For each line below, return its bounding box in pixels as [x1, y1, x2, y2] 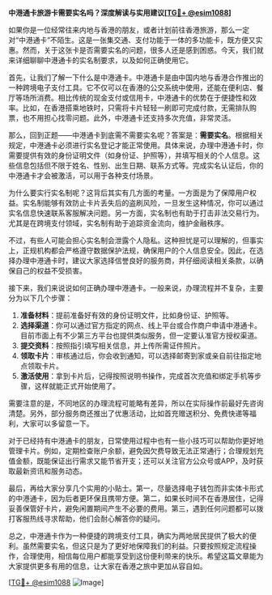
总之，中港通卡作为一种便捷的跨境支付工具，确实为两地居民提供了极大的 [8, 531, 249, 541]
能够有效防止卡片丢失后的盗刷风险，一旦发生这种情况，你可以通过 [43, 198, 264, 207]
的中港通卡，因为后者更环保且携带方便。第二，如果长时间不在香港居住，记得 [8, 494, 264, 503]
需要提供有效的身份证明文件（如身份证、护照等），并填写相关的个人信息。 [8, 151, 253, 160]
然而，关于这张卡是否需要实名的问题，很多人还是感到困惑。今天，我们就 [22, 45, 264, 55]
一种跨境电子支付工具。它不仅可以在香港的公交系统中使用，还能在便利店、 [8, 83, 257, 92]
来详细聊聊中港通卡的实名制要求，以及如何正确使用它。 [8, 56, 193, 65]
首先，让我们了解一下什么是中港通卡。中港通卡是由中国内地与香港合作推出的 [8, 73, 264, 82]
